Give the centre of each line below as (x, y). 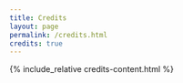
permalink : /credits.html (58, 35)
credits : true (36, 43)
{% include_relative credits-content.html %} (92, 69)
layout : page (34, 26)
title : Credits (38, 18)
